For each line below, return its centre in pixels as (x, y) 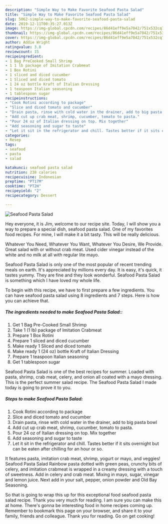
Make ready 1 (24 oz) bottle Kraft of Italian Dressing (65, 351)
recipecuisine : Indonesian (33, 177)
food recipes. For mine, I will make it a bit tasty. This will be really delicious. (82, 234)
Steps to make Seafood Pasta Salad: (44, 399)
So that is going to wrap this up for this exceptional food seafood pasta (78, 494)
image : (12, 28)
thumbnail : (16, 33)
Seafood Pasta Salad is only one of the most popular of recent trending (78, 264)
